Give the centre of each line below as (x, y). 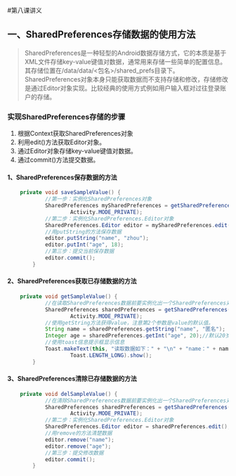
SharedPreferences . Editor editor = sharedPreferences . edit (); (138, 427)
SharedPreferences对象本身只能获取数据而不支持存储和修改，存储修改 (126, 79)
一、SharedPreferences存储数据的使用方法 (101, 35)
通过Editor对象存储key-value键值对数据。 (77, 151)
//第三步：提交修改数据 (74, 453)
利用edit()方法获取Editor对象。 (61, 142)
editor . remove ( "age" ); (78, 446)
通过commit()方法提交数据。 (58, 160)
